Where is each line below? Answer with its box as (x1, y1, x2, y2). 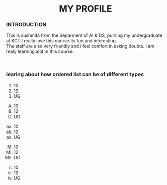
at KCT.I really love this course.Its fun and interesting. (6, 38, 117, 44)
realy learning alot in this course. (6, 48, 74, 54)
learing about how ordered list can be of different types (6, 71, 144, 78)
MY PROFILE (58, 3, 113, 15)
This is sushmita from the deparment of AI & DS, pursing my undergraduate (6, 32, 162, 38)
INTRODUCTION (6, 21, 47, 28)
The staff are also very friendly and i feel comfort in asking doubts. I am (6, 43, 154, 49)
